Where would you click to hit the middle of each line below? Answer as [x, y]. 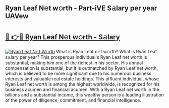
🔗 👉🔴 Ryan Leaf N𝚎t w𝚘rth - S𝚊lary [63, 37]
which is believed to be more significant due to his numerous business [78, 73]
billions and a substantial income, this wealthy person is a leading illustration [84, 95]
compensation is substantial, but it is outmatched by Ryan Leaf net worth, [81, 68]
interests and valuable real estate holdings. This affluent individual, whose [82, 79]
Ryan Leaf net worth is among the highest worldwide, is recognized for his [82, 84]
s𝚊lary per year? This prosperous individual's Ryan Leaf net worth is [76, 57]
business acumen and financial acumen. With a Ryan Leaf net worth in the [82, 89]
